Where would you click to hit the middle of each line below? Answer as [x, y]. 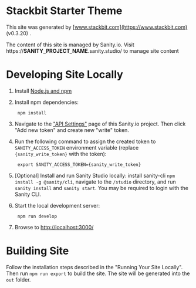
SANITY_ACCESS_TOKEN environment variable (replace [77, 147]
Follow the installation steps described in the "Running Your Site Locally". [94, 267]
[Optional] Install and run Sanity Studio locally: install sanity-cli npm [94, 175]
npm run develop [37, 216]
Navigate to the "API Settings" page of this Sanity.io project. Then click [100, 124]
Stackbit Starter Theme [64, 11]
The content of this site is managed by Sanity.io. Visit [70, 45]
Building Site [38, 251]
